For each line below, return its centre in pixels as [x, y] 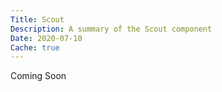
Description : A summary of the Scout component [111, 29]
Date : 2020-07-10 [46, 38]
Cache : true [35, 47]
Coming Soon [38, 76]
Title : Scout [37, 19]
